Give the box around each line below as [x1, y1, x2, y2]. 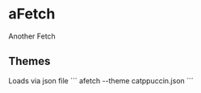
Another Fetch [8, 31, 57, 41]
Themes [8, 55, 51, 68]
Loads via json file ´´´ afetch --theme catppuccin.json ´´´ [8, 75, 194, 85]
